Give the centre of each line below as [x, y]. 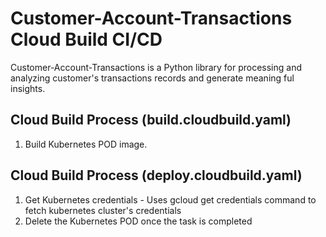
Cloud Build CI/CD [86, 39]
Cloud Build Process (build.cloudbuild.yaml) [151, 120]
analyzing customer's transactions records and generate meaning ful [152, 78]
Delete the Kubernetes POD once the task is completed [138, 221]
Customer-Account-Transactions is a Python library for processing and [156, 67]
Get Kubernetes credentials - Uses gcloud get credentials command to [170, 199]
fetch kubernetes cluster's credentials [103, 210]
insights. [28, 88]
